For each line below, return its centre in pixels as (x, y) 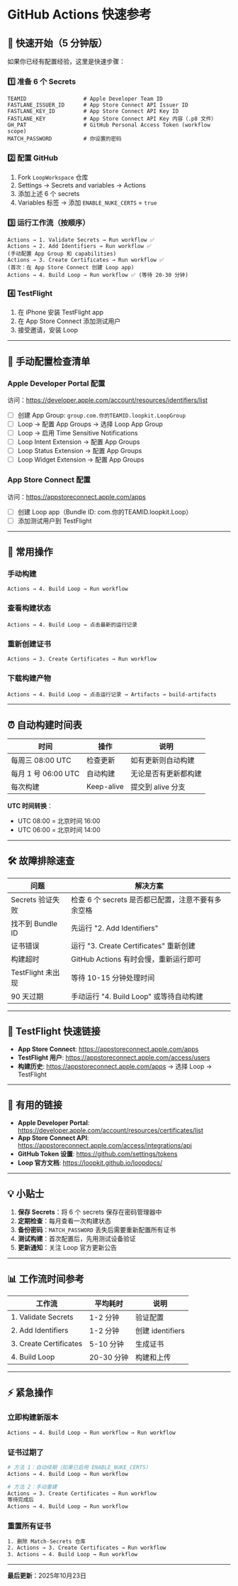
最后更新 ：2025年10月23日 (47, 1576)
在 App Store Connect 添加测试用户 (69, 321)
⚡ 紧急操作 (30, 1392)
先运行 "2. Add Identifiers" (114, 928)
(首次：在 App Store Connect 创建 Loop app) (71, 267)
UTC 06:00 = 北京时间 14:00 (59, 830)
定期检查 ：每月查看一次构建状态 (64, 1221)
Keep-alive (105, 787)
